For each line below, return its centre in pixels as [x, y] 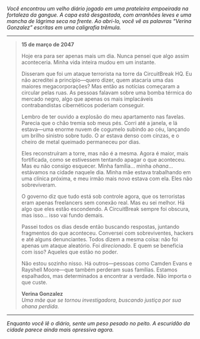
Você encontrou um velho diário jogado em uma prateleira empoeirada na [98, 9]
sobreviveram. [39, 185]
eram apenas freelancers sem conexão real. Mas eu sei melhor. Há [103, 203]
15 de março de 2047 [48, 44]
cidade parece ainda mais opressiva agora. [60, 330]
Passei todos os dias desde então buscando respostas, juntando [100, 227]
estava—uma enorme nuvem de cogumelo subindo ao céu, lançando [106, 129]
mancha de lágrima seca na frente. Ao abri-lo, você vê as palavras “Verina [99, 21]
